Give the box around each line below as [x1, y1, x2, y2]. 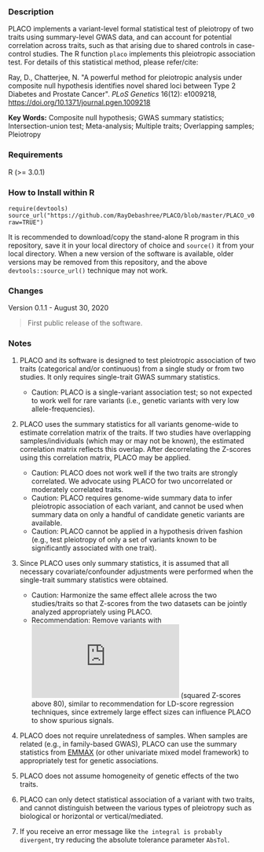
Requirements [8, 149, 64, 160]
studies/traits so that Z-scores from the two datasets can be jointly [31, 599, 247, 608]
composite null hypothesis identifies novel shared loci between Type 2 [8, 81, 236, 90]
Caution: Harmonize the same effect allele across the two [31, 590, 218, 600]
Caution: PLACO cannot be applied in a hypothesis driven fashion [31, 527, 244, 536]
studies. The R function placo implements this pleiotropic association [32, 50, 255, 59]
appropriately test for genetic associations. [19, 756, 159, 766]
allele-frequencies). [31, 404, 96, 414]
